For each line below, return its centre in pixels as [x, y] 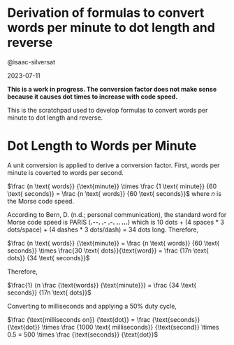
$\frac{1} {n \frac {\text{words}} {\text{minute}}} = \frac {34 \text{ [102, 285]
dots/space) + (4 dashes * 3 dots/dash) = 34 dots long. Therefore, [103, 230]
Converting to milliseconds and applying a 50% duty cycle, [92, 306]
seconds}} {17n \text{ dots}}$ [50, 293]
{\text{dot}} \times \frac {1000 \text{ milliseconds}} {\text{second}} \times [113, 327]
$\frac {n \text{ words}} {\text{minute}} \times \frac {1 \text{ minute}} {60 [112, 186]
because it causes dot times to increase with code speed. [93, 97]
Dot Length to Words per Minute [102, 146]
